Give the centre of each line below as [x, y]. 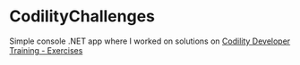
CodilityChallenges [82, 16]
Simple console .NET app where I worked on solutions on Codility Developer [150, 41]
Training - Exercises [46, 50]
